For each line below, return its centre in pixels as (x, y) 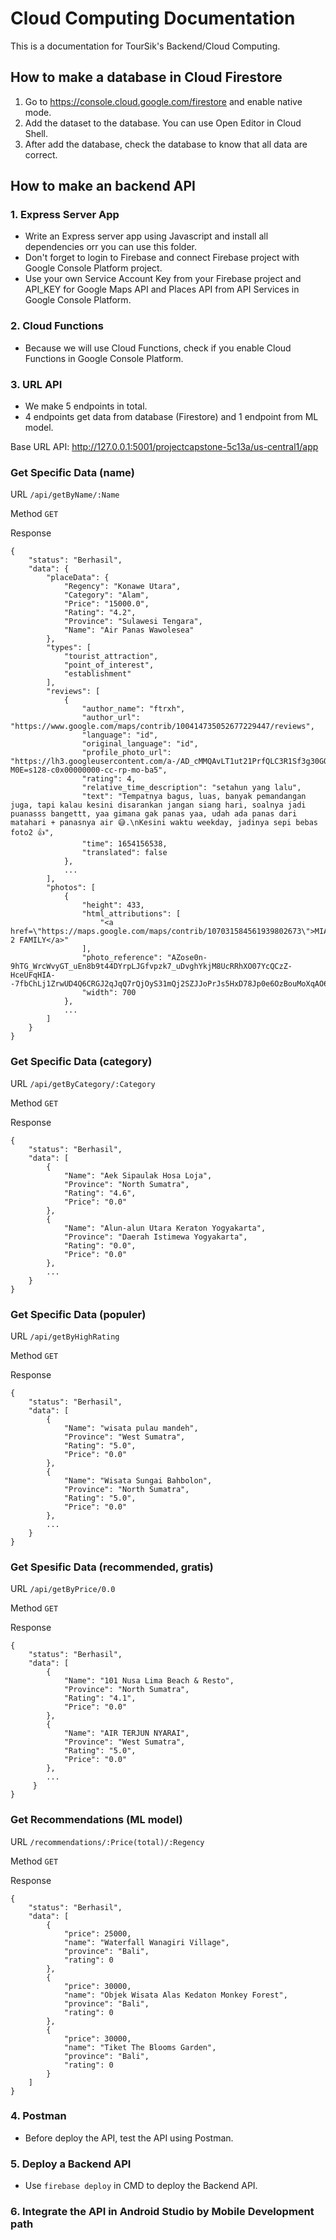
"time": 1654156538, (124, 844)
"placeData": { (78, 578)
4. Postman (38, 2116)
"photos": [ (71, 888)
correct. (41, 154)
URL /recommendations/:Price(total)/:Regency (107, 1841)
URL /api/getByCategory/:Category (83, 1083)
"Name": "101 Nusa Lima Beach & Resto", (149, 1681)
